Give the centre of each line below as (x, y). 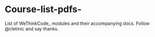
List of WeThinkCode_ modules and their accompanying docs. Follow (77, 23)
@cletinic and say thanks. (32, 28)
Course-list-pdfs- (43, 9)
